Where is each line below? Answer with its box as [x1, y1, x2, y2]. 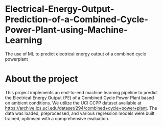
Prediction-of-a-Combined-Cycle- [5, 14, 148, 25]
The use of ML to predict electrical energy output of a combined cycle [5, 50, 147, 57]
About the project [5, 74, 78, 84]
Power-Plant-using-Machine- [5, 25, 128, 35]
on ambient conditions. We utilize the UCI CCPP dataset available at [5, 100, 142, 106]
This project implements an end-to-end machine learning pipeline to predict [5, 89, 158, 95]
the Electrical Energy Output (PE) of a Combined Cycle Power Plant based [5, 95, 154, 101]
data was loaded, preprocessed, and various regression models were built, [5, 110, 156, 116]
